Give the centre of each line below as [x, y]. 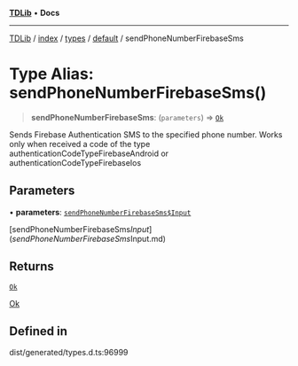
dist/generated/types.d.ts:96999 [69, 353]
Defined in [39, 331]
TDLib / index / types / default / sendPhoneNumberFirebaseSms [126, 38]
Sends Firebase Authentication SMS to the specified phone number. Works [146, 134]
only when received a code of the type [80, 144]
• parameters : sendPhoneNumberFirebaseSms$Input [100, 212]
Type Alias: [52, 74]
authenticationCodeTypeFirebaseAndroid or [89, 153]
